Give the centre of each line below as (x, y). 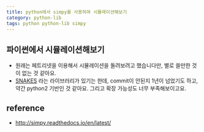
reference (25, 108)
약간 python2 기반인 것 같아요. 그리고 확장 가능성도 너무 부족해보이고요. (101, 89)
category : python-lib (34, 18)
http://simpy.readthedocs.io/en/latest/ (63, 123)
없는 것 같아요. (39, 73)
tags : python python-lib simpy (46, 23)
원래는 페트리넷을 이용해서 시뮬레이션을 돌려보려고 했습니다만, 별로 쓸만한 (103, 65)
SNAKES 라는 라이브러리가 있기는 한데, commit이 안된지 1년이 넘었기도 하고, (106, 81)
